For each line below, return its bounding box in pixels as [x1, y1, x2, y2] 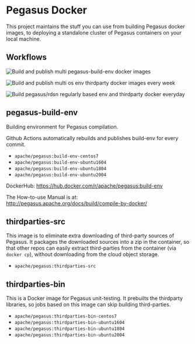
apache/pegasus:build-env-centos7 [14, 153, 99, 159]
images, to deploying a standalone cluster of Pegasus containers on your [6, 29, 182, 36]
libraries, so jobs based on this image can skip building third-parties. [6, 301, 171, 308]
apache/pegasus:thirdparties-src [14, 263, 96, 270]
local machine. [6, 35, 41, 42]
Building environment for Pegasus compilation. [6, 123, 119, 130]
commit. [6, 141, 26, 148]
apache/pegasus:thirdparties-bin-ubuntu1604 [14, 320, 125, 326]
